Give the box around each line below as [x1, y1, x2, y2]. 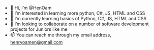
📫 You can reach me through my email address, [10, 32, 112, 38]
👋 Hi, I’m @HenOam [10, 5, 52, 11]
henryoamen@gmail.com [10, 39, 63, 45]
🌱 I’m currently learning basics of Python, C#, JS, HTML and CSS [10, 16, 147, 21]
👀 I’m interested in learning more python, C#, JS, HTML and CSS [10, 10, 145, 16]
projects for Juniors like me [10, 26, 68, 32]
